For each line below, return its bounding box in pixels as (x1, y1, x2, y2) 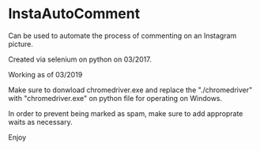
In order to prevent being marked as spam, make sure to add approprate (8, 108, 243, 118)
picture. (8, 39, 34, 48)
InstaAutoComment (8, 5, 141, 23)
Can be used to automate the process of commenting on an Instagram (8, 31, 237, 40)
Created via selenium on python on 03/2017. (8, 54, 152, 64)
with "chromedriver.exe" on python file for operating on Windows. (8, 93, 223, 103)
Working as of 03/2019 (8, 69, 83, 79)
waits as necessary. (8, 117, 73, 126)
